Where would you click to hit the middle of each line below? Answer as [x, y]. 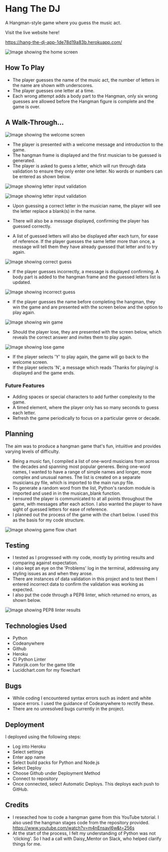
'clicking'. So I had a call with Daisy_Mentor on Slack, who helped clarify [87, 838]
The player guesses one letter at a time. [53, 91]
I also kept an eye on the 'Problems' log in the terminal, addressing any [86, 568]
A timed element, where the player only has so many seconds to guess [86, 407]
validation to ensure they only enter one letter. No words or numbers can [88, 171]
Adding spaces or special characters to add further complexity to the [84, 397]
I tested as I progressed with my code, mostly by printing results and [83, 558]
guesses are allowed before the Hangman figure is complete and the [83, 101]
